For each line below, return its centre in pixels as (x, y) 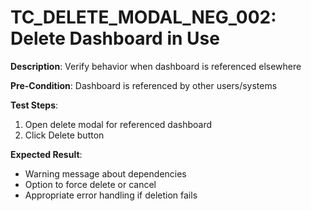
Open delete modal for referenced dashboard (118, 124)
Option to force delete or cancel (90, 184)
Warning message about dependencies (105, 173)
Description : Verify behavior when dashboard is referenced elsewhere (156, 66)
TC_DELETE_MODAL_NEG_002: (143, 17)
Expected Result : (46, 154)
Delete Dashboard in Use (115, 38)
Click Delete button (64, 135)
